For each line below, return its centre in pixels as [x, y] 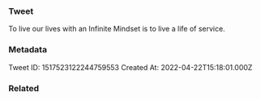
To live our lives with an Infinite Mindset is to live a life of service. [117, 29]
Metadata [28, 50]
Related [24, 88]
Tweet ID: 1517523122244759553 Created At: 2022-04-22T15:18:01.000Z [130, 67]
